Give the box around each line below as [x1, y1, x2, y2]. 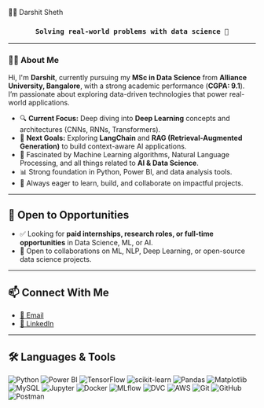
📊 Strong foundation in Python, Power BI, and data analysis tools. [19, 167, 233, 176]
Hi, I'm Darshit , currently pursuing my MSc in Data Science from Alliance [8, 72, 247, 82]
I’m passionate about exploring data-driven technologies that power [8, 89, 228, 98]
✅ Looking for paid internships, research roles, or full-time [19, 229, 214, 239]
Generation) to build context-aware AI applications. [19, 142, 187, 151]
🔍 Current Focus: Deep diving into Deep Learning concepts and [19, 113, 230, 123]
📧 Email [19, 311, 45, 320]
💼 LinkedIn [19, 319, 54, 329]
